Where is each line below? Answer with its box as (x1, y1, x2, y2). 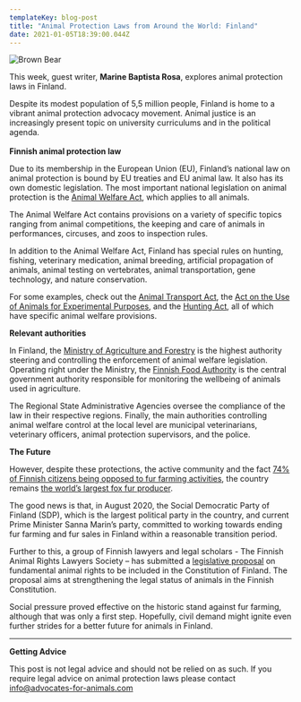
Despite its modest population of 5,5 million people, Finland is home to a (9, 98, 275, 109)
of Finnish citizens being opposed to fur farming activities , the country (9, 474, 269, 484)
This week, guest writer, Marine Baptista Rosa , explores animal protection (9, 72, 284, 82)
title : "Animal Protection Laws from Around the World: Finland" (9, 21, 258, 30)
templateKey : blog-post (9, 13, 99, 22)
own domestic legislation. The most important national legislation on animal (9, 183, 288, 193)
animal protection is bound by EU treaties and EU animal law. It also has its (9, 173, 284, 184)
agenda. (9, 127, 40, 138)
